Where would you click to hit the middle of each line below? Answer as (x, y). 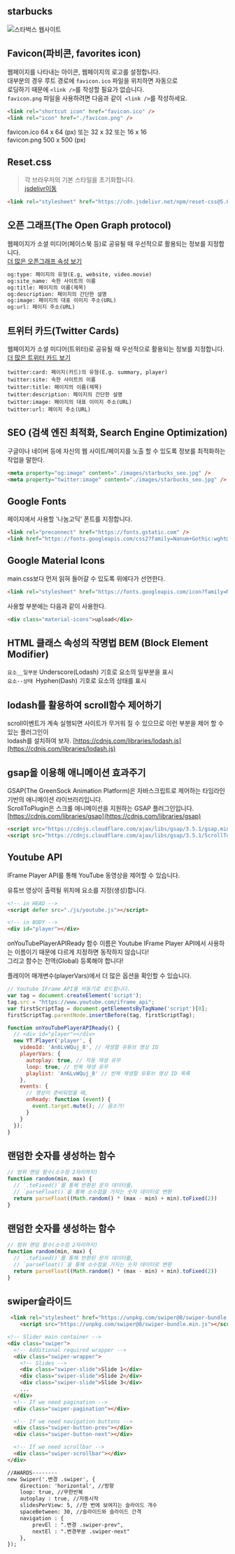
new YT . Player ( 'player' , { (53, 1041)
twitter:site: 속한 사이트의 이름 (52, 379)
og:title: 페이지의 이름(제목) (47, 288)
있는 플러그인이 (28, 732)
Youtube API (35, 857)
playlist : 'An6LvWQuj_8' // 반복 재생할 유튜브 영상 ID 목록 (108, 1073)
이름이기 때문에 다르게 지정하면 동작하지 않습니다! (81, 952)
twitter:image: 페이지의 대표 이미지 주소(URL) (70, 402)
